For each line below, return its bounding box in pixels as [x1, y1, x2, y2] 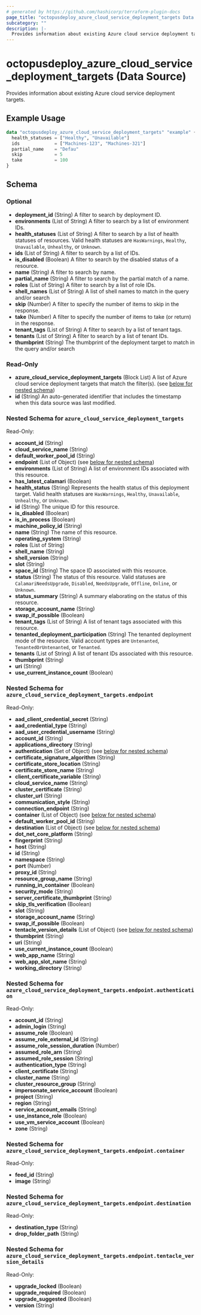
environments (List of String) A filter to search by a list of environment [14, 217, 189, 225]
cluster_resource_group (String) [14, 1080, 96, 1087]
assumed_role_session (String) [14, 1054, 94, 1062]
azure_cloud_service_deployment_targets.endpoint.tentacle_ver [6, 1253, 194, 1260]
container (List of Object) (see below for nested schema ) [14, 811, 157, 818]
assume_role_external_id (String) [14, 1035, 99, 1042]
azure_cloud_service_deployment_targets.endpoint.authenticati [6, 987, 194, 994]
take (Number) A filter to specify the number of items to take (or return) [14, 313, 191, 320]
